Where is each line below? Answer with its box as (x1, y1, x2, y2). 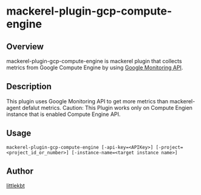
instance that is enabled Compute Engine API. (6, 111, 121, 118)
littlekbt (6, 182, 26, 190)
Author (6, 166, 33, 177)
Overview (6, 41, 44, 52)
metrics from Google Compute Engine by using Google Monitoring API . (6, 64, 183, 71)
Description (6, 81, 52, 92)
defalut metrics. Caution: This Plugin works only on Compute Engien (22, 104, 193, 111)
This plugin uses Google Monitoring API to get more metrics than (6, 97, 169, 104)
